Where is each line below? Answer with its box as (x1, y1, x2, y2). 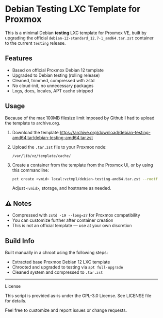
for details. (5, 298, 27, 304)
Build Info (5, 237, 35, 245)
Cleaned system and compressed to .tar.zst (12, 269, 103, 275)
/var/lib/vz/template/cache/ (12, 153, 71, 159)
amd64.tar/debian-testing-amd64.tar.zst (12, 135, 93, 141)
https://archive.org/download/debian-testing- (60, 129, 151, 135)
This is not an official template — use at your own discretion (12, 223, 132, 229)
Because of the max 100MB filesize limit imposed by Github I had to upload (5, 115, 155, 121)
